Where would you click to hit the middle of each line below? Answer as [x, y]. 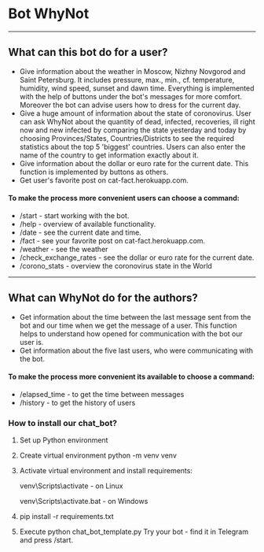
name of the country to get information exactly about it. [109, 155]
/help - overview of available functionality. [88, 224]
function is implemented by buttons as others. [94, 172]
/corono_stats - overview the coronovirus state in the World [115, 265]
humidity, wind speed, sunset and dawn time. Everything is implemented [137, 88]
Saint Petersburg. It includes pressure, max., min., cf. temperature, [127, 80]
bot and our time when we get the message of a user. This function [128, 325]
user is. [31, 342]
